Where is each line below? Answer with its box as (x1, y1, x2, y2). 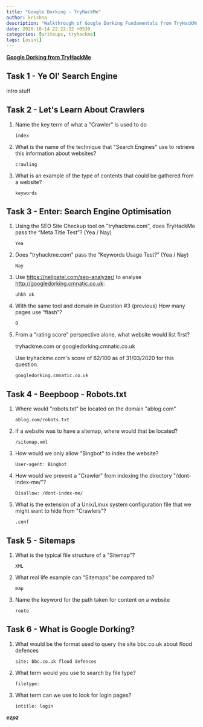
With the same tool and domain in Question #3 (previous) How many (14, 302, 185, 309)
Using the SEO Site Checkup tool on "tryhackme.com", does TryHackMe (14, 222, 195, 230)
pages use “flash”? (14, 309, 62, 316)
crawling (14, 161, 37, 167)
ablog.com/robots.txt (14, 417, 69, 423)
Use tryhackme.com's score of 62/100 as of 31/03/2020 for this (14, 355, 174, 362)
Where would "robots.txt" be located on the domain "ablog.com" (14, 405, 176, 412)
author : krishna (6, 15, 47, 21)
